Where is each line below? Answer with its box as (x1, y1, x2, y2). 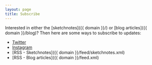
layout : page (5, 7, 31, 12)
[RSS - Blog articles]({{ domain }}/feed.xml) (12, 54, 99, 60)
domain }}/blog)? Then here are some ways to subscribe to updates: (5, 30, 141, 36)
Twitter (12, 39, 27, 45)
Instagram (12, 44, 32, 50)
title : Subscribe (5, 12, 40, 16)
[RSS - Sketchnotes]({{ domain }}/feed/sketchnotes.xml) (12, 49, 125, 55)
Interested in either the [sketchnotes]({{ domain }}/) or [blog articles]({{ (5, 25, 147, 30)
